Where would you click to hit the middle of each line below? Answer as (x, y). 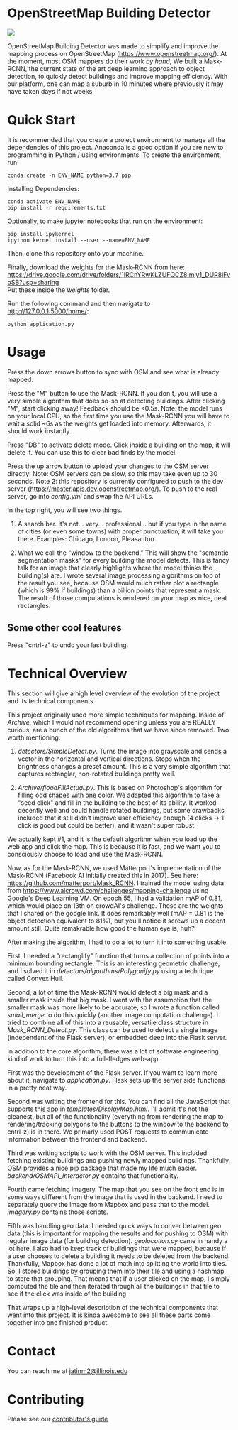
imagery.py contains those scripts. (58, 1212)
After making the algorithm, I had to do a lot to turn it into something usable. (118, 942)
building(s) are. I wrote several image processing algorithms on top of (119, 575)
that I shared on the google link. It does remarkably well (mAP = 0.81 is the (116, 913)
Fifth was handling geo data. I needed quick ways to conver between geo (114, 1225)
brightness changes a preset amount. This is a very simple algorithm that (124, 766)
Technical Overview (67, 673)
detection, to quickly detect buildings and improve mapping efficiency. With (118, 76)
